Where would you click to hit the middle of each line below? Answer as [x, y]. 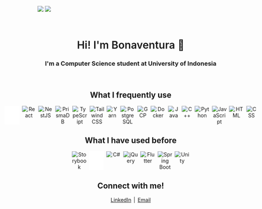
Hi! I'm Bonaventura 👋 [131, 45]
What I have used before [131, 140]
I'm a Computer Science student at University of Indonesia [131, 64]
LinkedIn [121, 200]
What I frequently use [131, 95]
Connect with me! [131, 186]
